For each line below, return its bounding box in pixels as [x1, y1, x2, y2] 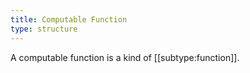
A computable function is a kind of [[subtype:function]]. [10, 51, 240, 63]
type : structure [10, 24, 78, 34]
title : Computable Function [10, 14, 128, 25]
